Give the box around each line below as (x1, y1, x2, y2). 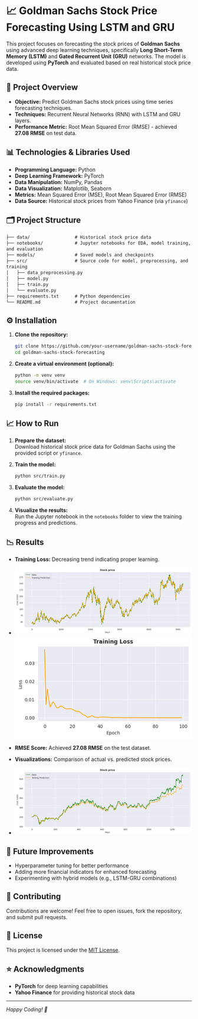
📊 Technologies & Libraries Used (6, 148, 130, 158)
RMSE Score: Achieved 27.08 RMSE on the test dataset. (14, 744, 151, 752)
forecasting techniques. (14, 104, 72, 112)
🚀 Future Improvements (6, 846, 94, 856)
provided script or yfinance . (14, 449, 82, 457)
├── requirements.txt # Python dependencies (6, 293, 131, 299)
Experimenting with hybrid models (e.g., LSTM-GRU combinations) (14, 874, 177, 882)
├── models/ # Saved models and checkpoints (6, 252, 154, 258)
